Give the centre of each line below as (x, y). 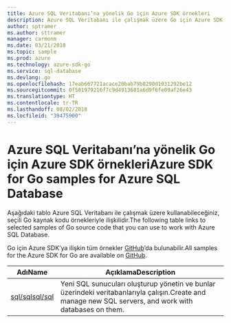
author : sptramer (32, 26)
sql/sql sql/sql (32, 296)
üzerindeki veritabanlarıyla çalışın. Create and (133, 292)
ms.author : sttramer (37, 33)
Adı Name (32, 272)
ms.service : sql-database (44, 71)
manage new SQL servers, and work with (127, 301)
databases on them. (93, 309)
